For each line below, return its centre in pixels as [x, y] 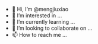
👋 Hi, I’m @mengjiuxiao [40, 9]
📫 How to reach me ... [39, 35]
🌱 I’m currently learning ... [43, 22]
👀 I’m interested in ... [37, 15]
